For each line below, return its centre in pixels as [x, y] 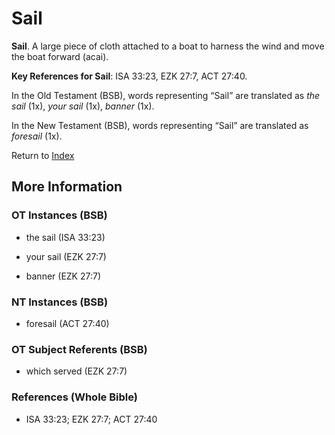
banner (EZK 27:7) [63, 276]
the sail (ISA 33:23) [65, 237]
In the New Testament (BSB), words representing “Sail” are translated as [160, 125]
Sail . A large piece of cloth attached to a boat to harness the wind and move [168, 46]
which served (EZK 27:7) [76, 371]
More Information [67, 187]
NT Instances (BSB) [60, 302]
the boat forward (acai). [60, 56]
